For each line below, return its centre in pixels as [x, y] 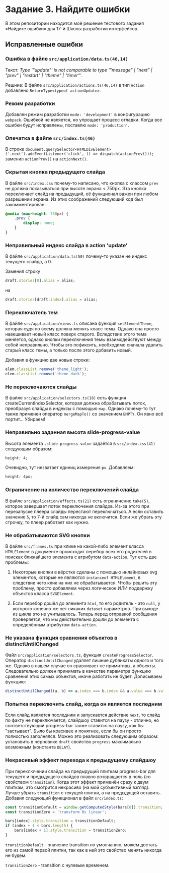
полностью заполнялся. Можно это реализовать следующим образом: [82, 736]
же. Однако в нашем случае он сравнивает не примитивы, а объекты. [81, 666]
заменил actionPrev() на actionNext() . [47, 159]
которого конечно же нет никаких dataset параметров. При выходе [85, 608]
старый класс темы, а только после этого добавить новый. [69, 350]
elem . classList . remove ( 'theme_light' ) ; [47, 369]
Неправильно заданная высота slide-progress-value [73, 432]
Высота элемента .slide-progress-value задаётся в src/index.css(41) [80, 443]
